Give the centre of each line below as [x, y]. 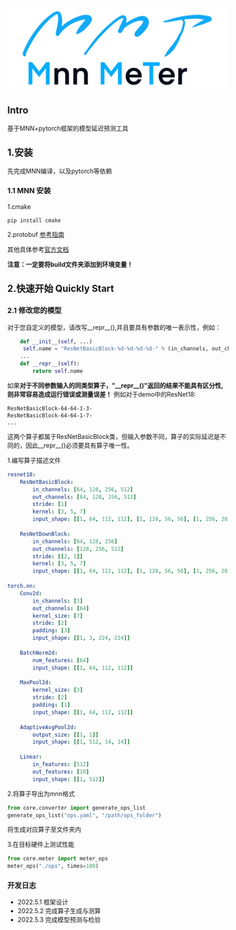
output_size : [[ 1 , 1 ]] [66, 735]
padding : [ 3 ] [52, 631]
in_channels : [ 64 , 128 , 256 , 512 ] [83, 489]
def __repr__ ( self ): [50, 364]
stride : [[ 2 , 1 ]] [58, 556]
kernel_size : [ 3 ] [58, 690]
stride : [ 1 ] [50, 504]
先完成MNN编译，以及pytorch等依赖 [60, 170]
